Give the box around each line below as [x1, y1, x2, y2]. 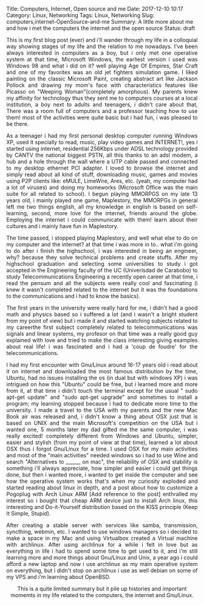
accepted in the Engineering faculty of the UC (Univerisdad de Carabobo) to [6, 267, 198, 274]
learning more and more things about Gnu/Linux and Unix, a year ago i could [6, 554, 198, 561]
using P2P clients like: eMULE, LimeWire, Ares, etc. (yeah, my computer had [6, 178, 198, 184]
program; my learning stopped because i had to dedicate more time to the [6, 400, 198, 407]
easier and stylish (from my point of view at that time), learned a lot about [6, 439, 198, 446]
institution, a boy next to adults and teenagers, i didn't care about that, [6, 101, 198, 108]
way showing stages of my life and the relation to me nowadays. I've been [6, 43, 198, 50]
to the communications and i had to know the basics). [6, 292, 141, 300]
